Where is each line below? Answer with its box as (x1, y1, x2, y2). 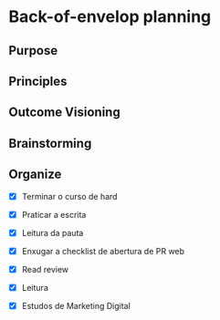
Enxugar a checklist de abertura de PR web (21, 245, 184, 256)
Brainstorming (8, 135, 92, 151)
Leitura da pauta (21, 227, 84, 238)
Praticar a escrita (21, 209, 87, 220)
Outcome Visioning (8, 105, 120, 120)
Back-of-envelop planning (8, 6, 212, 27)
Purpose (8, 43, 58, 58)
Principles (8, 73, 68, 88)
